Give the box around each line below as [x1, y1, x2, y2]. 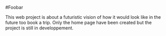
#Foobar [5, 5, 23, 10]
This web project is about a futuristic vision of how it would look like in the [5, 14, 161, 20]
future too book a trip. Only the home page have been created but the [5, 20, 152, 25]
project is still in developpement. [5, 25, 74, 31]
